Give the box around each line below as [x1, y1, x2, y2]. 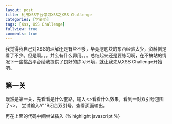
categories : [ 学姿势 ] [5, 17, 49, 22]
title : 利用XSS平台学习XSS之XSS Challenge [5, 12, 92, 17]
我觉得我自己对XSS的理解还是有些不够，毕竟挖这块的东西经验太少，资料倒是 [5, 46, 167, 52]
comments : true [5, 31, 38, 36]
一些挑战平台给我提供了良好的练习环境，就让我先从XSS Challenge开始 [14, 59, 162, 64]
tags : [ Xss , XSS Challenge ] [5, 21, 66, 27]
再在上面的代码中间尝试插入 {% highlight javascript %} [5, 113, 120, 119]
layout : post [5, 7, 33, 13]
